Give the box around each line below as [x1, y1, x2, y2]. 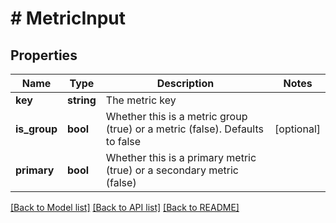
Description [156, 77, 215, 90]
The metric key [105, 93, 177, 107]
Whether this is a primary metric [105, 151, 257, 164]
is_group [15, 122, 58, 136]
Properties [10, 47, 78, 64]
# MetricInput [10, 7, 127, 30]
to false [105, 135, 142, 148]
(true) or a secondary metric [105, 163, 239, 177]
